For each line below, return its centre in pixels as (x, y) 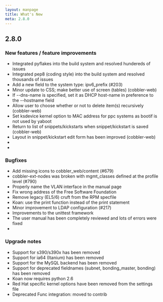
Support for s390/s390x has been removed (56, 252)
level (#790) (24, 182)
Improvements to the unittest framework (53, 213)
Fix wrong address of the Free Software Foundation (64, 192)
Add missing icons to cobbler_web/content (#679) (63, 171)
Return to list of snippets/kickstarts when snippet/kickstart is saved (80, 127)
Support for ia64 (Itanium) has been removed (58, 258)
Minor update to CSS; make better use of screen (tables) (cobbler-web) (84, 90)
